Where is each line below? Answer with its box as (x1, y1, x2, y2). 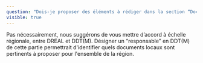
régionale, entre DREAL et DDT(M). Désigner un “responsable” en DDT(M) (6, 37, 190, 44)
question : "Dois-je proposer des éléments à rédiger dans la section (6, 8, 185, 15)
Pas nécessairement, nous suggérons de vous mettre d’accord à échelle (6, 31, 186, 38)
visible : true (6, 14, 42, 20)
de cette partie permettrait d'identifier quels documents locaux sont (6, 43, 175, 51)
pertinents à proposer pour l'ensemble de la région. (6, 50, 135, 57)
